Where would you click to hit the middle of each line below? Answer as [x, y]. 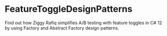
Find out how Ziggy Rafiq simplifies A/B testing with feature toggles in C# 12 [83, 23]
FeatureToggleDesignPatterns [69, 9]
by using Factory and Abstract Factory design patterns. [62, 28]
